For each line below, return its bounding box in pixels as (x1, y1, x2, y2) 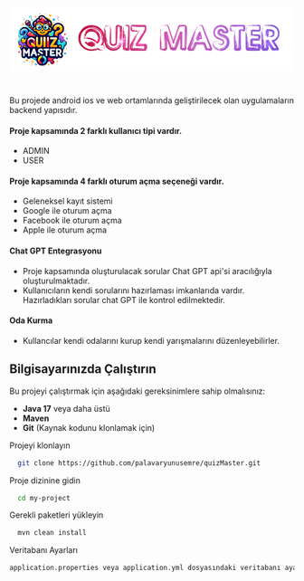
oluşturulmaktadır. (22, 275, 90, 286)
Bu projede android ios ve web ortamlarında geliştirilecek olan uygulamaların (9, 95, 294, 106)
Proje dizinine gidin (9, 474, 81, 486)
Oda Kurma (9, 315, 53, 326)
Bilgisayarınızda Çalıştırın (9, 361, 157, 377)
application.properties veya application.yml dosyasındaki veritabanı (9, 564, 281, 573)
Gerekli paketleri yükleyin (9, 510, 104, 520)
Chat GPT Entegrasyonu (9, 245, 102, 256)
